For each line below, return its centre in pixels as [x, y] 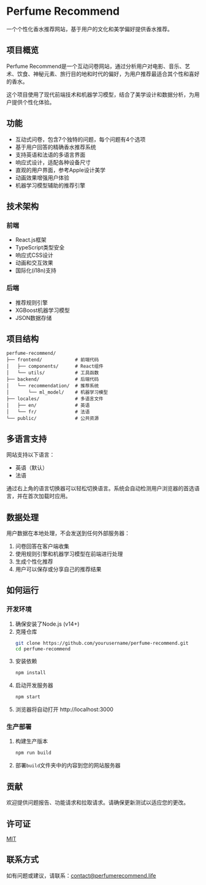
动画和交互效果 [34, 263]
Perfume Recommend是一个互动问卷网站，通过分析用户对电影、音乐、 [96, 66]
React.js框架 [31, 240]
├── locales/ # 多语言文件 [55, 399]
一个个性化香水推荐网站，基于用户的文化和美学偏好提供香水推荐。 [90, 29]
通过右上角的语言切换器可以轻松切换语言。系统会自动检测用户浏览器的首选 [100, 488]
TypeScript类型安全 [40, 248]
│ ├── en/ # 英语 [48, 406]
